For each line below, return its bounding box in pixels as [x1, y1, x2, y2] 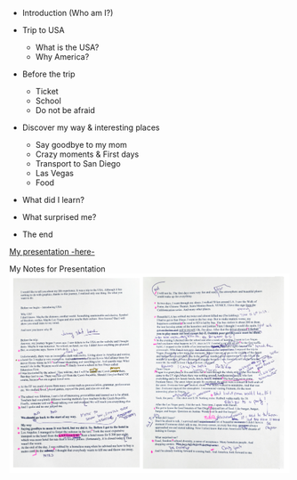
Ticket [35, 86, 60, 96]
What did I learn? [21, 195, 84, 205]
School [35, 95, 62, 106]
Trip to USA [21, 25, 65, 35]
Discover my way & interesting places [21, 122, 160, 133]
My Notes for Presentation [9, 264, 106, 274]
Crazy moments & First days [35, 149, 140, 159]
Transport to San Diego [35, 159, 122, 168]
